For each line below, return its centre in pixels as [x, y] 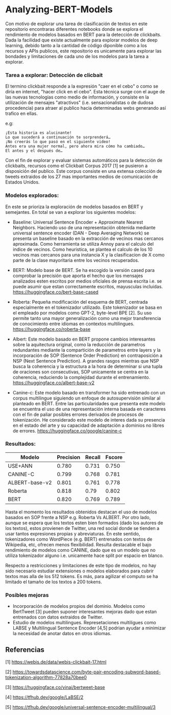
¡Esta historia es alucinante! [39, 133]
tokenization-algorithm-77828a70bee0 [46, 677]
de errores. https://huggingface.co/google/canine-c [67, 431]
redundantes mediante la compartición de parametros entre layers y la [87, 350]
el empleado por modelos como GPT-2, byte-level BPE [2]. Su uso [82, 313]
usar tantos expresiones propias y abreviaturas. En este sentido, [73, 533]
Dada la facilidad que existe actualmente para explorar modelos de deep [81, 40]
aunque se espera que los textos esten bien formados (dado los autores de [84, 523]
